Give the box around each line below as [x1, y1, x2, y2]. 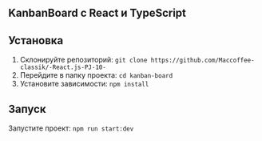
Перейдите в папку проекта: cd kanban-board [19, 70, 173, 80]
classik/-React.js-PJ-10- [19, 63, 106, 71]
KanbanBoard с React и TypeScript [8, 6, 186, 20]
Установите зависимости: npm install [19, 79, 149, 89]
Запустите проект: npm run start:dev [8, 123, 134, 133]
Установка [8, 34, 64, 47]
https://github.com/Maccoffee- [150, 56, 255, 65]
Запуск [8, 102, 46, 115]
